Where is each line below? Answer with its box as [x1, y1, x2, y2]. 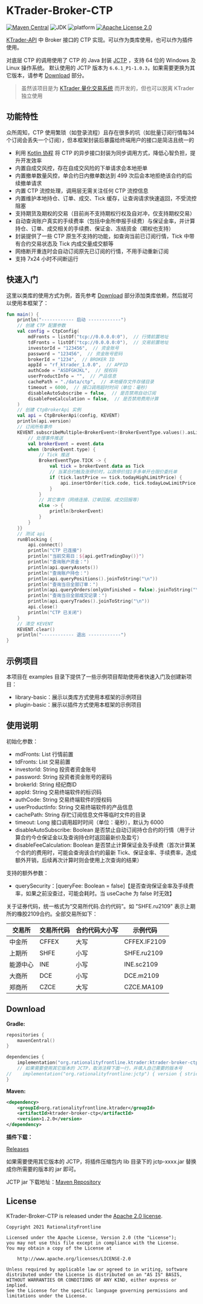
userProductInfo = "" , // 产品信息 [28, 373, 117, 379]
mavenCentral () [17, 1037, 56, 1044]
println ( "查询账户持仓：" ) [28, 570, 89, 576]
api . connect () [28, 542, 63, 548]
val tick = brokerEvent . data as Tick [49, 464, 145, 470]
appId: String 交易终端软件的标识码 [14, 788, 102, 796]
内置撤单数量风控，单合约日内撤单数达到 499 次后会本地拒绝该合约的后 [14, 172, 193, 179]
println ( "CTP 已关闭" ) [28, 609, 83, 615]
